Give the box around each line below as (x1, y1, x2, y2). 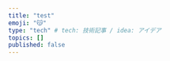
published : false (8, 41, 66, 49)
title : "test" (8, 11, 55, 20)
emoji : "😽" (8, 19, 47, 27)
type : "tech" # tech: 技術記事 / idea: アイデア (8, 26, 162, 34)
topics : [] (8, 33, 44, 42)
